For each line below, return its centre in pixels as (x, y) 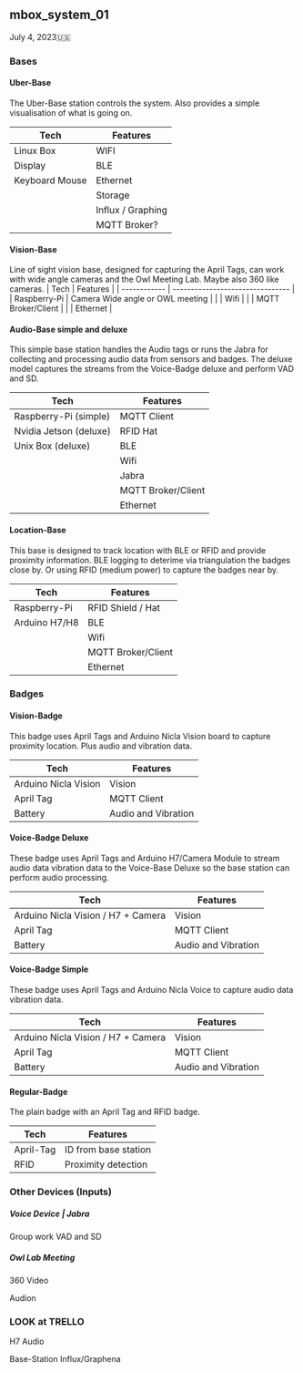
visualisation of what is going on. (71, 112)
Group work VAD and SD (56, 1237)
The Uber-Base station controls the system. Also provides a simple (135, 103)
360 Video (29, 1281)
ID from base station (108, 1150)
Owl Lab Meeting (42, 1257)
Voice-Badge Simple (49, 969)
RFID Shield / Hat (124, 607)
